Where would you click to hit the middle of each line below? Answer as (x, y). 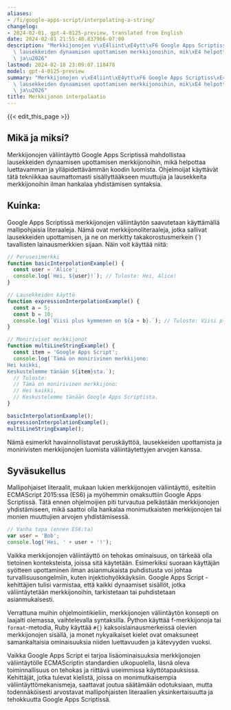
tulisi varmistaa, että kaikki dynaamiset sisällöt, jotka (112, 585)
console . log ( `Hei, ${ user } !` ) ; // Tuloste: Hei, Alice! (95, 276)
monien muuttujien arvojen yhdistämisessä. (69, 517)
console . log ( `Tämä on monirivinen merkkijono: (81, 358)
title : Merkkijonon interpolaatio (57, 97)
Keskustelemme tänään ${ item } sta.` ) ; (61, 372)
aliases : (20, 13)
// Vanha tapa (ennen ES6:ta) (51, 529)
